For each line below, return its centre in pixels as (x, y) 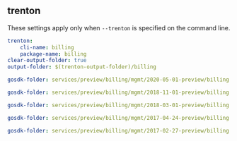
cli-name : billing (47, 47)
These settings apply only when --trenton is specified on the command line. (119, 27)
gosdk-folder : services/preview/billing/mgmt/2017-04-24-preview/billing (118, 118)
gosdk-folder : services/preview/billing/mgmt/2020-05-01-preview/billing (118, 80)
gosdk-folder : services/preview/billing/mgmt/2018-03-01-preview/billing (118, 105)
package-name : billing (53, 54)
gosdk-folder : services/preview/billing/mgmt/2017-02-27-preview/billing (118, 130)
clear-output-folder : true (47, 61)
